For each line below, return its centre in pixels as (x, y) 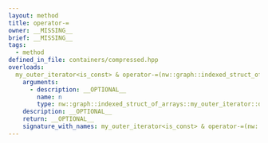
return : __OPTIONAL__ (58, 119)
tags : (17, 45)
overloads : (26, 68)
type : (46, 104)
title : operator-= (39, 23)
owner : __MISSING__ (41, 30)
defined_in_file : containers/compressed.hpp (83, 60)
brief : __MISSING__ (41, 38)
